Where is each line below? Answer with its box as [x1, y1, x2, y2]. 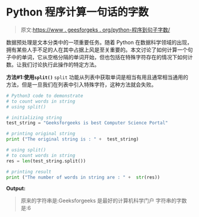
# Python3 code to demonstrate [6, 92, 84, 98]
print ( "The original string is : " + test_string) [6, 136, 139, 142]
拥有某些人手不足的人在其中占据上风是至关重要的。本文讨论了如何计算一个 [6, 46, 188, 53]
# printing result [6, 168, 52, 175]
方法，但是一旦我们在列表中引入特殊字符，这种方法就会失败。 [6, 81, 157, 88]
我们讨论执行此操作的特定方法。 [21, 60, 99, 68]
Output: [6, 185, 25, 192]
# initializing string [6, 114, 62, 120]
